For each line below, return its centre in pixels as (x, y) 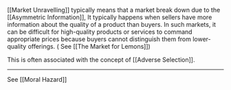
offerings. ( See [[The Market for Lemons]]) (89, 46)
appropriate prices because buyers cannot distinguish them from (99, 39)
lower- (201, 39)
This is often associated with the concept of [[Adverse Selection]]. (101, 60)
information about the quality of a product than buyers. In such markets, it (112, 24)
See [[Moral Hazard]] (37, 79)
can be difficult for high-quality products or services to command (100, 32)
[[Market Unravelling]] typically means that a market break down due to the (114, 10)
